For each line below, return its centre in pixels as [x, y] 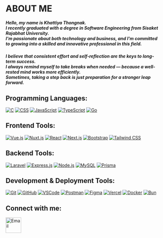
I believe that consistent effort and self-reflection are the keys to [74, 56]
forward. [15, 83]
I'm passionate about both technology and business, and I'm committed [81, 38]
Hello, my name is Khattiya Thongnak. [46, 22]
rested [12, 72]
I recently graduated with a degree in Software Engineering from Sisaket [82, 28]
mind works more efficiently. [50, 72]
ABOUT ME [29, 9]
